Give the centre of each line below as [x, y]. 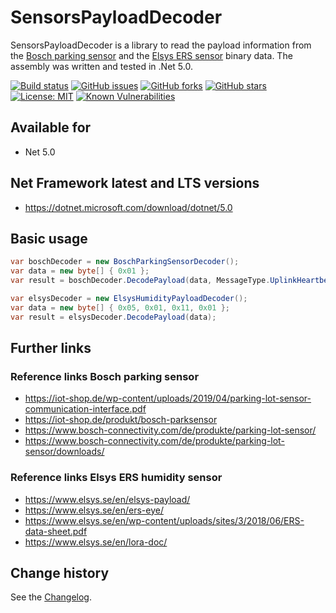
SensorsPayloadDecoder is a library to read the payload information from [161, 45]
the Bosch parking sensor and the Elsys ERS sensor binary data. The [151, 55]
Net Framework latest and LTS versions [135, 183]
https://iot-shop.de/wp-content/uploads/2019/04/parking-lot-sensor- [168, 398]
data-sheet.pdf [56, 531]
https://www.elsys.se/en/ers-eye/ [94, 510]
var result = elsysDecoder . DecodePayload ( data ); [113, 317]
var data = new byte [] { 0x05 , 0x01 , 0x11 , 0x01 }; [120, 307]
